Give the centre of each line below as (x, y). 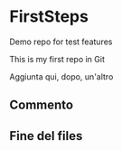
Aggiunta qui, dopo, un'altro (61, 76)
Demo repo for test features (61, 42)
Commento (42, 105)
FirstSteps (49, 17)
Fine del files (46, 136)
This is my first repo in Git (57, 59)
